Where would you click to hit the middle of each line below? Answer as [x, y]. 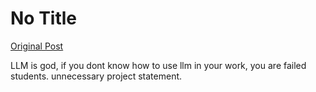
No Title [44, 18]
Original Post [37, 46]
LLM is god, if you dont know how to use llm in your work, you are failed [158, 65]
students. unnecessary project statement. [96, 76]
